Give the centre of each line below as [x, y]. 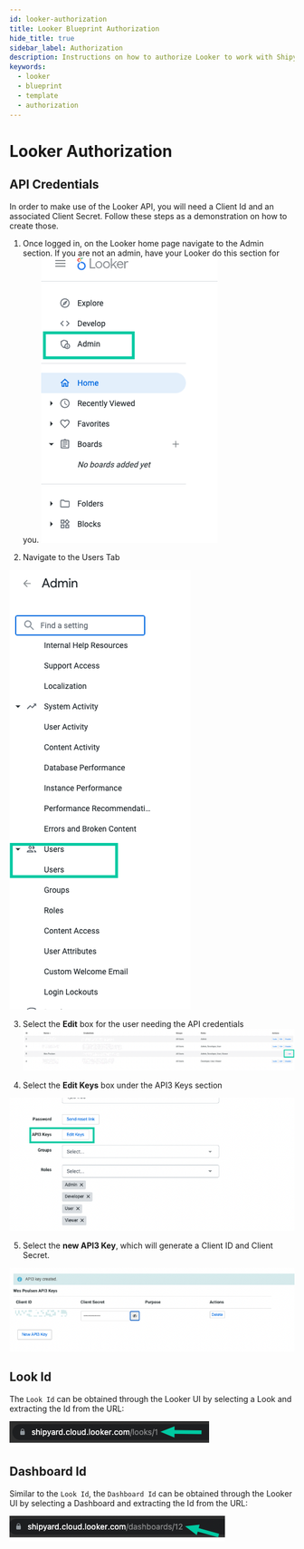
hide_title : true [42, 38]
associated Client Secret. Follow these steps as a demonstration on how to [148, 216]
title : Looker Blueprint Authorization [85, 29]
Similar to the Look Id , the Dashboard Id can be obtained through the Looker [151, 1493]
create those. [34, 226]
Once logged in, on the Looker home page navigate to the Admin [143, 243]
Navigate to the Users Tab [71, 557]
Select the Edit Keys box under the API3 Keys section [123, 1085]
